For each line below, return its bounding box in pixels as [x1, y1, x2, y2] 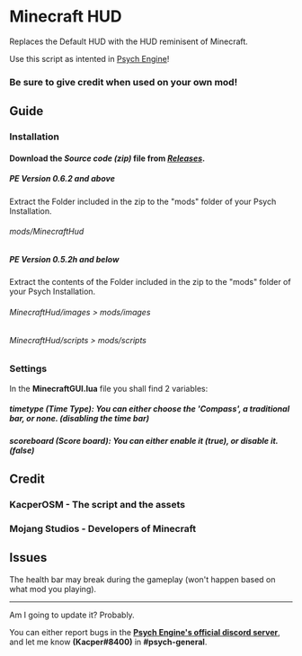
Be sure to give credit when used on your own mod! [9, 75, 238, 88]
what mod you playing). [9, 583, 97, 594]
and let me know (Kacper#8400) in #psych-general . [9, 636, 208, 647]
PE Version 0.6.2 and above [9, 173, 115, 184]
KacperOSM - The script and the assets [9, 498, 186, 510]
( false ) [9, 445, 35, 456]
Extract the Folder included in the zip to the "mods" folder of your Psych [9, 196, 277, 207]
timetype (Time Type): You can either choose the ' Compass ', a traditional [9, 403, 290, 414]
